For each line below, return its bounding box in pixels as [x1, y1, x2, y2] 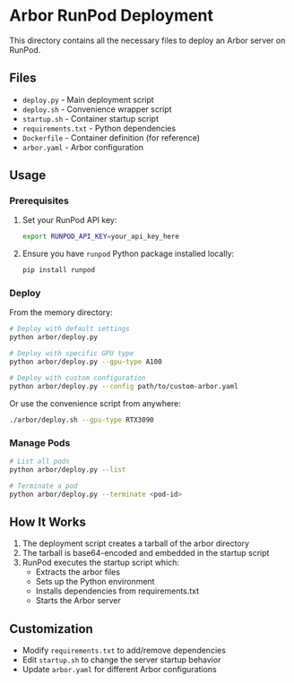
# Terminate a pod [9, 481, 78, 491]
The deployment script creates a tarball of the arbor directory [22, 538, 249, 549]
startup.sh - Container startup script [22, 113, 160, 124]
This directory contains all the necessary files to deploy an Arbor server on [9, 35, 286, 46]
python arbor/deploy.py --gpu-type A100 [9, 357, 163, 367]
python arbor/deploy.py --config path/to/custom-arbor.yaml [9, 381, 239, 390]
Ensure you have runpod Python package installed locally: [22, 248, 235, 260]
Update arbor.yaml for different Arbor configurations [22, 664, 217, 675]
